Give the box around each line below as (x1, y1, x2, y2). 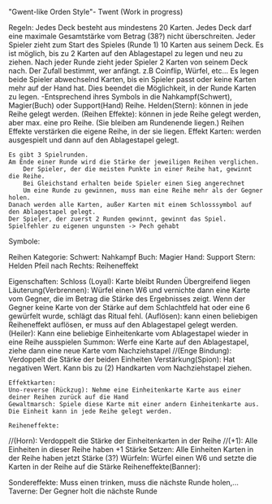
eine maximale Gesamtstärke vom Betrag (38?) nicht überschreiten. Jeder (8, 32, 256, 41)
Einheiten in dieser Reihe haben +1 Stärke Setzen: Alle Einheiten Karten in (8, 445, 254, 454)
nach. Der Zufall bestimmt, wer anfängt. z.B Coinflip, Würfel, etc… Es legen (8, 66, 260, 76)
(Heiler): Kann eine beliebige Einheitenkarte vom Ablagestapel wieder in (8, 329, 249, 338)
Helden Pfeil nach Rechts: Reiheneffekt (8, 261, 139, 270)
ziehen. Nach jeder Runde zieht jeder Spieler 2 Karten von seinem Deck (8, 57, 248, 67)
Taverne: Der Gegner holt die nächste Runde (8, 486, 158, 496)
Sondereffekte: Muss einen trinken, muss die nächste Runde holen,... (8, 478, 240, 487)
